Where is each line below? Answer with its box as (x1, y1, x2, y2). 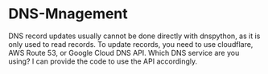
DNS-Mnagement (8, 5, 129, 23)
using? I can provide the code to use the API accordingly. (8, 56, 198, 66)
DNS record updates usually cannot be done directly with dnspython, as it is (8, 31, 261, 41)
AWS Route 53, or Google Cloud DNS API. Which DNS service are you (8, 48, 240, 57)
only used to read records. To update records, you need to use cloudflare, (8, 39, 254, 49)
